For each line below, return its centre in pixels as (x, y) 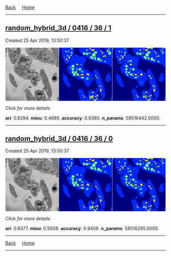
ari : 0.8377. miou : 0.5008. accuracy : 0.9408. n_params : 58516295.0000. (82, 229)
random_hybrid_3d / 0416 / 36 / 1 (58, 28)
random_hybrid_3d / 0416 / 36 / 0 (59, 139)
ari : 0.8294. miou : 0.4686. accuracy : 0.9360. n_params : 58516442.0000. (83, 118)
